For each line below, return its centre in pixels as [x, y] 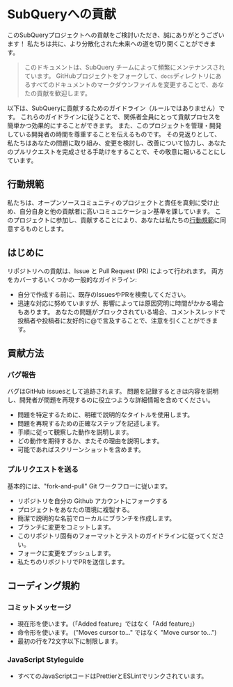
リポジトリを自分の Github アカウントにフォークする [93, 501]
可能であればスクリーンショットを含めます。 [81, 449]
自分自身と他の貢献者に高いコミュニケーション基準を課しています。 [116, 211]
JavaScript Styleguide [46, 660]
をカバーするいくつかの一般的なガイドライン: [72, 279]
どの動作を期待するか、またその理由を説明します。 [90, 441]
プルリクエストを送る [43, 470]
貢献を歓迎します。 [64, 93]
